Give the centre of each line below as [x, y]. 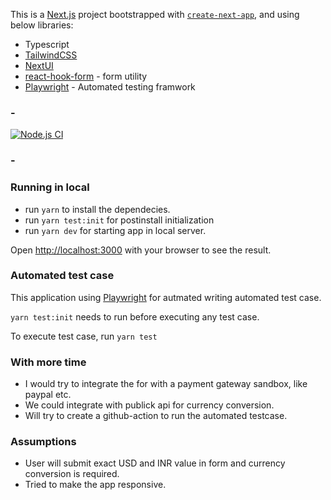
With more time [48, 362]
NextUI [39, 65]
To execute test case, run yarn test [84, 336]
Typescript [47, 44]
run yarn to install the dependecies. [97, 209]
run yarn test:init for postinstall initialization [119, 220]
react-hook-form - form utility [86, 76]
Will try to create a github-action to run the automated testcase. [156, 416]
